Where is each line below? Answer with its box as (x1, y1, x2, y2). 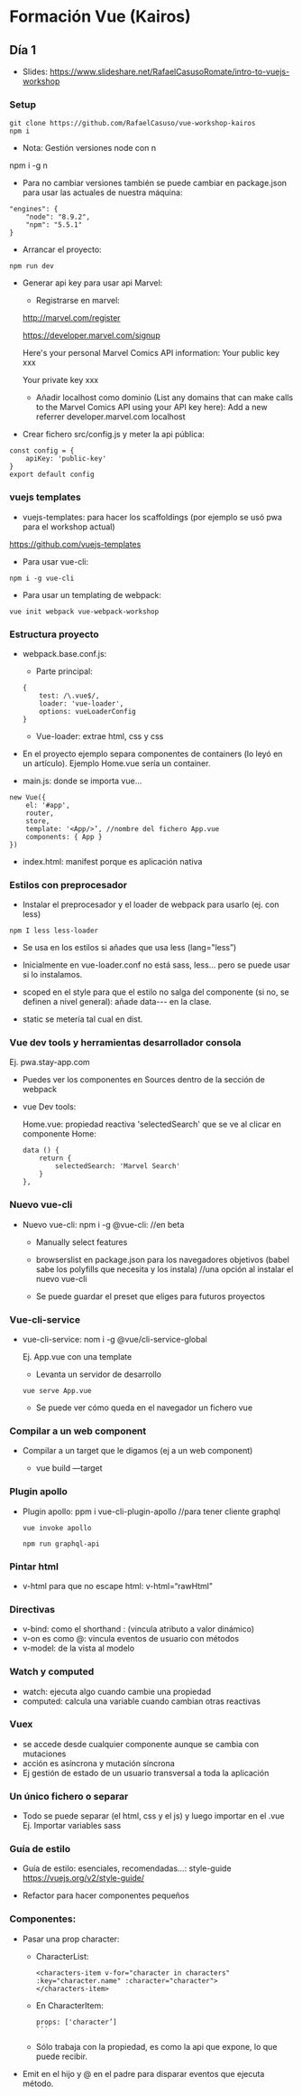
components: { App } (25, 832, 103, 841)
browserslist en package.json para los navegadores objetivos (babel (35, 1254, 290, 1265)
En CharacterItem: (35, 1999, 104, 2011)
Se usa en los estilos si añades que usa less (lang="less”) (22, 942, 237, 953)
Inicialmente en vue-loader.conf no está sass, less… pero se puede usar (22, 959, 290, 970)
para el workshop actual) (22, 521, 115, 532)
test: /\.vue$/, (39, 691, 100, 700)
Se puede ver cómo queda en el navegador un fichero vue (35, 1402, 253, 1413)
